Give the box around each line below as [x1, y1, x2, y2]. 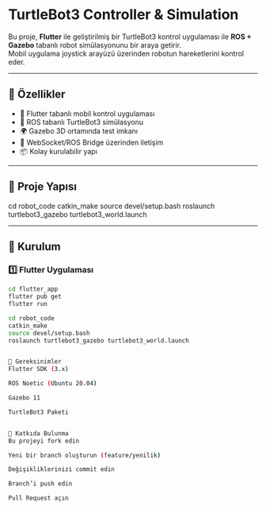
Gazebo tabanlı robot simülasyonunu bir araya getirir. [8, 40, 182, 49]
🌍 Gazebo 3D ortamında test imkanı [19, 126, 139, 136]
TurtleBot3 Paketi [8, 408, 69, 416]
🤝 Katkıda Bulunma [8, 429, 69, 438]
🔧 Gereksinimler [8, 357, 62, 366]
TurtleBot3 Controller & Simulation [8, 6, 239, 24]
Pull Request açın [8, 494, 69, 502]
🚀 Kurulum [8, 240, 61, 253]
